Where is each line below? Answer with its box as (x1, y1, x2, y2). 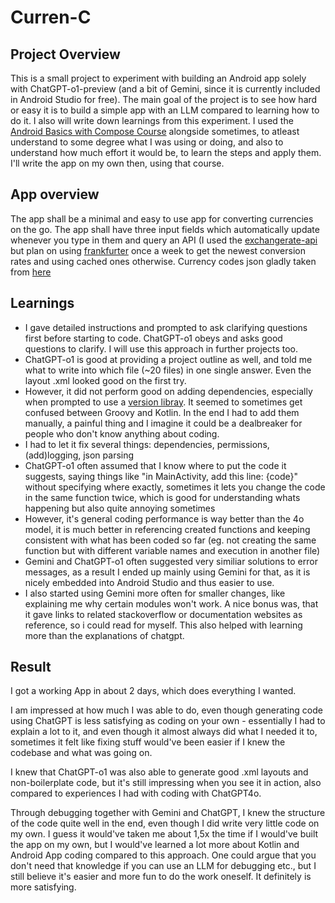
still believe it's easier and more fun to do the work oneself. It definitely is (10, 871, 312, 883)
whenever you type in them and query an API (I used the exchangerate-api (10, 234, 318, 246)
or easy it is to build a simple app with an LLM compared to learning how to (10, 104, 320, 116)
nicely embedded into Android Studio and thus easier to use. (24, 576, 275, 588)
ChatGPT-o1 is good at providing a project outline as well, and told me (24, 353, 313, 365)
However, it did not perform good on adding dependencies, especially (24, 385, 313, 397)
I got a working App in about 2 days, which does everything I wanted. (10, 685, 297, 697)
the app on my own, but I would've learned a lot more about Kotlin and (10, 839, 300, 851)
